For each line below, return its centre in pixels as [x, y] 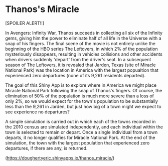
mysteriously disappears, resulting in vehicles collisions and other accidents [84, 54]
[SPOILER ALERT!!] [25, 23]
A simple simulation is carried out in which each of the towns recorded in [80, 121]
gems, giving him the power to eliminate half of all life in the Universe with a [83, 38]
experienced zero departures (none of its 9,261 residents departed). [75, 75]
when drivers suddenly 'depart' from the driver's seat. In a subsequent [78, 59]
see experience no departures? [38, 112]
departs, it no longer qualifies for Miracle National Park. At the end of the [80, 137]
